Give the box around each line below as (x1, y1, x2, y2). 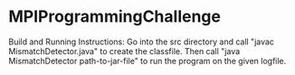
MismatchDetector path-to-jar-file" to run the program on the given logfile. (8, 55, 287, 66)
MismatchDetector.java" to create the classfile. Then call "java (8, 45, 241, 56)
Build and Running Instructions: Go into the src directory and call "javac (8, 36, 275, 47)
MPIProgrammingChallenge (8, 6, 221, 27)
